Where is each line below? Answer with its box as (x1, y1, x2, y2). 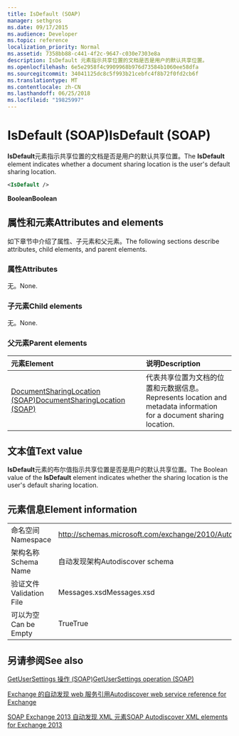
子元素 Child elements (7, 301, 83, 311)
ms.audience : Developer (7, 30, 78, 38)
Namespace (11, 535, 52, 545)
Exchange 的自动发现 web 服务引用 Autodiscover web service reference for (7, 690, 227, 698)
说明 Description (145, 358, 201, 368)
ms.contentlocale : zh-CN (7, 83, 81, 91)
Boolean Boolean (7, 194, 58, 203)
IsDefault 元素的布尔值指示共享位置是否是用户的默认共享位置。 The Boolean (7, 465, 228, 474)
